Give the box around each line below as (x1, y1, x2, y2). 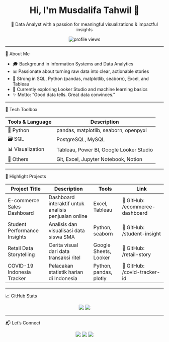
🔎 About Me (5, 50, 30, 57)
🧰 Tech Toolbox (5, 106, 38, 112)
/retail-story (122, 251, 151, 258)
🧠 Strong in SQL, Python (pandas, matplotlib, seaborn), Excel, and (12, 75, 149, 81)
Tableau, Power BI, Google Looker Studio (56, 146, 153, 153)
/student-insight (122, 230, 161, 237)
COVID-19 (8, 262, 34, 269)
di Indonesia (48, 275, 78, 282)
